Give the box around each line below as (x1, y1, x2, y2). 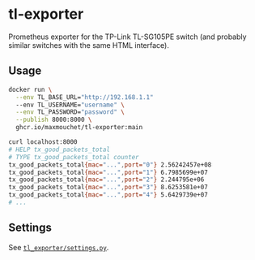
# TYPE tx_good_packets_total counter (8, 153, 139, 161)
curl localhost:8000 (8, 138, 79, 146)
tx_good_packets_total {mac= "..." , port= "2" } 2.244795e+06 (8, 175, 205, 184)
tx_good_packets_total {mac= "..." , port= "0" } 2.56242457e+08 (8, 160, 212, 169)
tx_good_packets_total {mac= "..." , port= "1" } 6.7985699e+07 (8, 168, 208, 176)
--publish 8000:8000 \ (15, 115, 92, 124)
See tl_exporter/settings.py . (8, 242, 109, 252)
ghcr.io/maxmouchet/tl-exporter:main (15, 123, 143, 132)
